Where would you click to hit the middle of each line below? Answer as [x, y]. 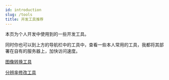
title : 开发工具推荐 [24, 19]
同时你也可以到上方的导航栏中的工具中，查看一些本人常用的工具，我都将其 [82, 45]
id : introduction [23, 10]
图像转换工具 [18, 62]
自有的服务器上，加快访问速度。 [47, 51]
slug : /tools [19, 15]
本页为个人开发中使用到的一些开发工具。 [47, 34]
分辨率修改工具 [21, 72]
